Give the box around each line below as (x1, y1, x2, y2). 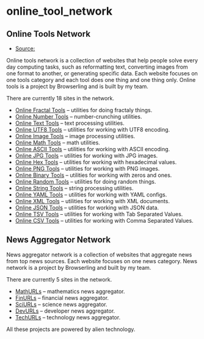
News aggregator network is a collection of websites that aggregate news (6, 251, 192, 258)
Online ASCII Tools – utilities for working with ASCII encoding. (15, 146, 170, 152)
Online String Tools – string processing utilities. (15, 185, 134, 192)
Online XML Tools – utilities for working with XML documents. (15, 198, 170, 204)
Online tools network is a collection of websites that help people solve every (6, 57, 199, 64)
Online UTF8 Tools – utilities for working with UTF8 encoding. (15, 126, 170, 133)
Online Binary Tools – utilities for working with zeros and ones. (15, 171, 172, 179)
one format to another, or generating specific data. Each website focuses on (6, 70, 199, 77)
